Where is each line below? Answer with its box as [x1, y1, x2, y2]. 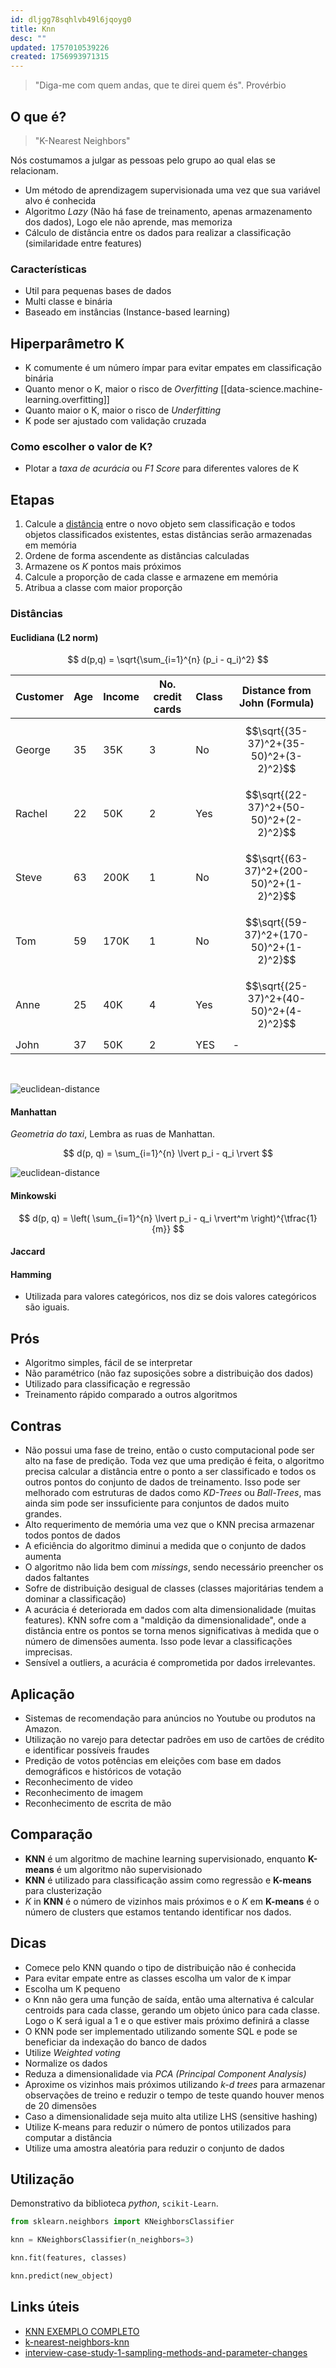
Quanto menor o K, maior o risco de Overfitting [24, 383, 219, 395]
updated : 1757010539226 [10, 42, 110, 53]
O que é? [10, 108, 67, 125]
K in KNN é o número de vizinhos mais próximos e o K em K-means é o [24, 1895, 320, 1907]
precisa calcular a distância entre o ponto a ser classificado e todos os [24, 1466, 317, 1478]
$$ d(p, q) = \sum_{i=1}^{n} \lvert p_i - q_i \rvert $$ [63, 1147, 273, 1160]
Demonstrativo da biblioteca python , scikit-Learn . [10, 2197, 219, 2210]
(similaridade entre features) [24, 237, 143, 249]
